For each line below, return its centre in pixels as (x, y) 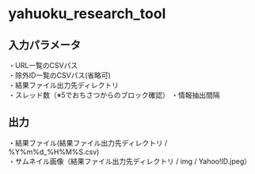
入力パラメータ (45, 45)
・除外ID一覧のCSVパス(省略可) (59, 75)
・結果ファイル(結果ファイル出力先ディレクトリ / (88, 142)
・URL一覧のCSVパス (43, 65)
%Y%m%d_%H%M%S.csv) (54, 152)
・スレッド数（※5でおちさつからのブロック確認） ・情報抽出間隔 (114, 95)
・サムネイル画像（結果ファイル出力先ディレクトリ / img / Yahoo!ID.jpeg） (130, 161)
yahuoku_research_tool (87, 14)
